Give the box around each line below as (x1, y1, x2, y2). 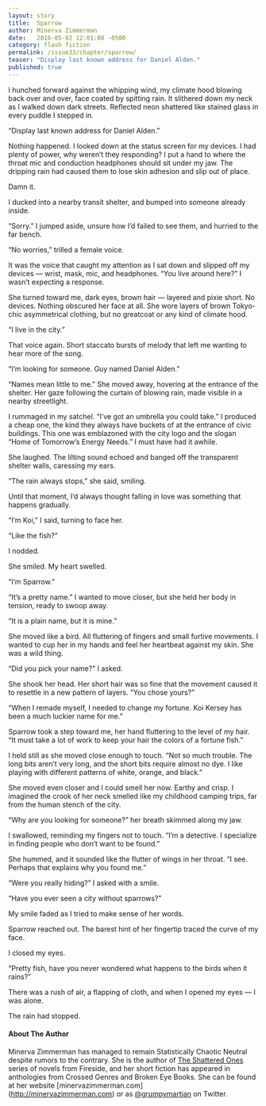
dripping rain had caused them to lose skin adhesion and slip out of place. (8, 166, 250, 175)
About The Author (8, 1029, 70, 1039)
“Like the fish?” (8, 530, 58, 540)
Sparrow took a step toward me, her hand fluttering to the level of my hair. (8, 726, 250, 736)
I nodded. (8, 545, 40, 556)
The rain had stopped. (8, 1011, 81, 1020)
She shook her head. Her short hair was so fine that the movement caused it (8, 679, 258, 688)
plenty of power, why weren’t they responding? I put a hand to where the (8, 149, 246, 159)
